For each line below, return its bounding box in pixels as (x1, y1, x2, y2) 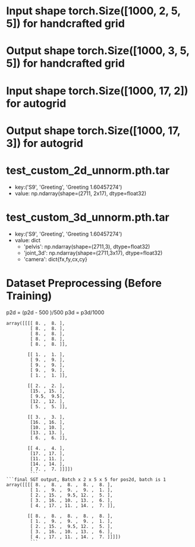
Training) (6, 289, 52, 302)
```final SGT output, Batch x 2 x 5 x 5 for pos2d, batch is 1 (6, 476, 166, 483)
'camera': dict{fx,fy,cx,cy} (23, 255, 88, 262)
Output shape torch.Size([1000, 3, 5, (6, 44, 190, 58)
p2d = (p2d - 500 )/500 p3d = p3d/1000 (6, 308, 105, 316)
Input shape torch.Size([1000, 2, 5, (6, 4, 181, 18)
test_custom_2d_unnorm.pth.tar (6, 164, 170, 177)
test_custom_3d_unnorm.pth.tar (6, 210, 169, 224)
